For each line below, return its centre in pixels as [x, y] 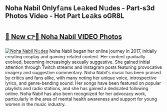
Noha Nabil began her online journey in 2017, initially [103, 51]
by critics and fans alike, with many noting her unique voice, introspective [81, 78]
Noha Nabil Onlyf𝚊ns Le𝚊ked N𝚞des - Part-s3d [80, 8]
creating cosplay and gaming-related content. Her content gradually [75, 56]
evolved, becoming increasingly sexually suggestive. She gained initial [78, 62]
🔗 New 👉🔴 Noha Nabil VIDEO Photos [64, 37]
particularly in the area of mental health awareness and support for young [81, 99]
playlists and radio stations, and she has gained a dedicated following [77, 88]
